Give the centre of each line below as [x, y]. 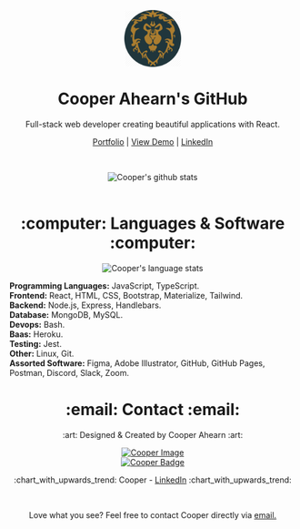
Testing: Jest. [35, 343]
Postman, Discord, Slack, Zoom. [70, 372]
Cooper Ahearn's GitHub [153, 99]
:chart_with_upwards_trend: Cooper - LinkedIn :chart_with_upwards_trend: [153, 480]
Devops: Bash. [37, 324]
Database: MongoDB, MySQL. [66, 314]
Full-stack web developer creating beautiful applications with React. [153, 124]
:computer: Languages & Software [153, 224]
